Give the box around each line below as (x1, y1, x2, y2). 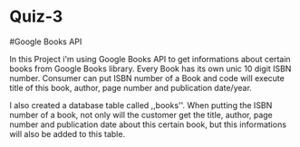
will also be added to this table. (9, 128, 125, 139)
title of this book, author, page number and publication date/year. (9, 82, 252, 93)
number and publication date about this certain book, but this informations (9, 119, 287, 130)
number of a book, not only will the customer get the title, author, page (9, 109, 274, 120)
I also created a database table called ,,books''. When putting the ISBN (9, 99, 273, 110)
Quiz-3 (9, 6, 63, 27)
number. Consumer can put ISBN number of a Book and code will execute (9, 72, 285, 83)
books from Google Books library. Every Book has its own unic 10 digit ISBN (9, 63, 292, 74)
